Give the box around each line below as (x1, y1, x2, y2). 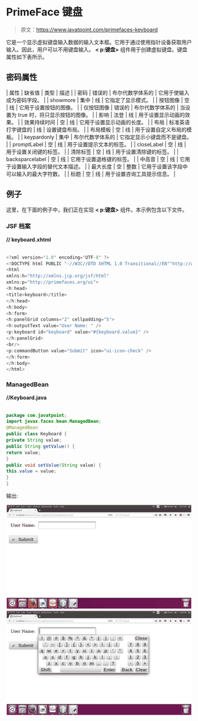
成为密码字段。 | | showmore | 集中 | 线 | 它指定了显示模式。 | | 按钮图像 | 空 (6, 96, 190, 103)
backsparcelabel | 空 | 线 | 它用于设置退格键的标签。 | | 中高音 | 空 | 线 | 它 (6, 155, 186, 162)
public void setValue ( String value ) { (6, 462, 101, 468)
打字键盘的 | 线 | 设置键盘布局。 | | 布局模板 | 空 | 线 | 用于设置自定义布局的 (6, 126, 187, 133)
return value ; (6, 449, 41, 455)
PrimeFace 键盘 (6, 5, 83, 19)
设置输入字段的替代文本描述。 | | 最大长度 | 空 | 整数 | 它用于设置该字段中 (11, 163, 188, 170)
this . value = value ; (6, 468, 57, 474)
